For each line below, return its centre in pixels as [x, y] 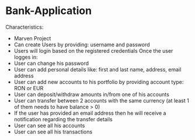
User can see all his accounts [49, 125]
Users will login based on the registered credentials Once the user [93, 50]
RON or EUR [29, 88]
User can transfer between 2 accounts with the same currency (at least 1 [101, 100]
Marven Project [32, 38]
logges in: [26, 57]
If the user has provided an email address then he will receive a [90, 113]
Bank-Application [48, 11]
